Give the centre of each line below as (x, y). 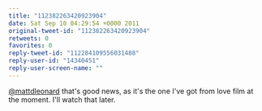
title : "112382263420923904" (58, 16)
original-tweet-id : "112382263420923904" (79, 31)
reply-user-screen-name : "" (56, 68)
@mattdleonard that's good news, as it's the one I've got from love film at (131, 91)
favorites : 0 (30, 46)
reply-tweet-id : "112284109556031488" (74, 53)
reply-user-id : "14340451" (54, 61)
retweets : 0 (28, 38)
